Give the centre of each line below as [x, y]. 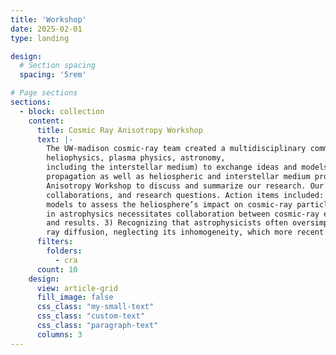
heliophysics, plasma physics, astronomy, [136, 158]
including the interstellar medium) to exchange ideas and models [187, 167]
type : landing [40, 38]
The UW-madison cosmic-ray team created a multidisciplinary [176, 149]
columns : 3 [59, 334]
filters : [55, 242]
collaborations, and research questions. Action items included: [185, 195]
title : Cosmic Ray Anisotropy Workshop [119, 130]
